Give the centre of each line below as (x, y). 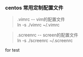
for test (12, 50)
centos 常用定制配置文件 (34, 7)
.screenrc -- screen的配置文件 (48, 35)
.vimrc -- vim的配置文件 (41, 19)
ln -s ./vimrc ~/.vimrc (38, 25)
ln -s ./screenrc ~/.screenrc (45, 41)
